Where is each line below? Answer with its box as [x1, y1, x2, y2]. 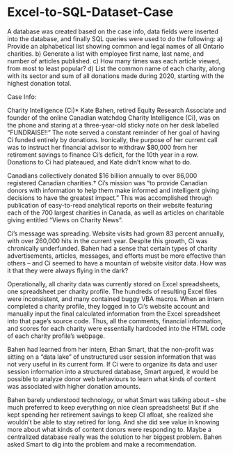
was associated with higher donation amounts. [7, 382, 141, 390]
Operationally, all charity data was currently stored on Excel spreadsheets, [7, 279, 220, 288]
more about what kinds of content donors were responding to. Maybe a [7, 425, 212, 433]
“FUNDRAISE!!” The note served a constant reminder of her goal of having [7, 128, 220, 137]
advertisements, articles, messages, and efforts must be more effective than [7, 252, 226, 260]
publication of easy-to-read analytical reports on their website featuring [7, 201, 213, 209]
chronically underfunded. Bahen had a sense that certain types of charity [7, 244, 218, 252]
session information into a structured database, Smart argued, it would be [7, 367, 218, 376]
